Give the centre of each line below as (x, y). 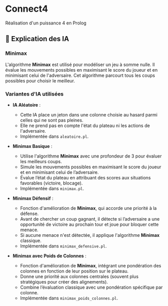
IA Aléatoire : (27, 105)
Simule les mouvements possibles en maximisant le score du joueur (91, 167)
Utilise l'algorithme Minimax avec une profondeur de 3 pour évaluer (91, 156)
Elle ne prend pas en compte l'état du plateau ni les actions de (85, 126)
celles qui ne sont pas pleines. (52, 120)
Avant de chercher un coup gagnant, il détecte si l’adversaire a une (90, 219)
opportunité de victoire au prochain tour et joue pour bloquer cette (89, 224)
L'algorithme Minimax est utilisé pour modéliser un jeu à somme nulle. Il (80, 65)
